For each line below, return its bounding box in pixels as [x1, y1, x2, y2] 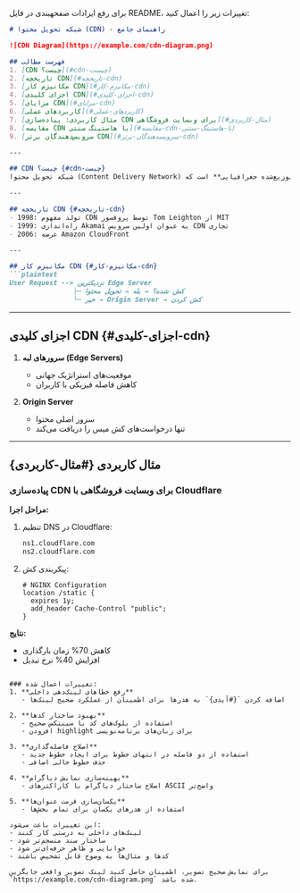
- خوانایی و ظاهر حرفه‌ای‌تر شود [9, 844, 126, 853]
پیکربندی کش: [21, 563, 70, 574]
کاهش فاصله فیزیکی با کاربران [35, 379, 137, 390]
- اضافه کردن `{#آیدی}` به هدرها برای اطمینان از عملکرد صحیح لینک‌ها [21, 695, 286, 704]
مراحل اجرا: [9, 504, 49, 515]
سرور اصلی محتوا [35, 413, 96, 424]
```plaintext [9, 270, 58, 280]
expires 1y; [30, 596, 75, 605]
